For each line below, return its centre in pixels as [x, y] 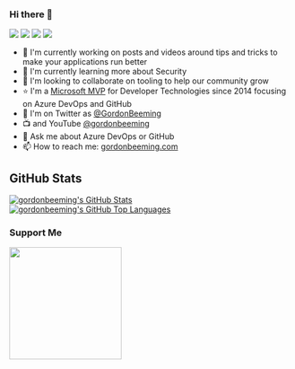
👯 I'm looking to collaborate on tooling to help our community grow [145, 81]
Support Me [36, 233]
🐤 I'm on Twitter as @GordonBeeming [91, 114]
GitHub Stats [46, 178]
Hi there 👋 [31, 14]
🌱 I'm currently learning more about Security [104, 72]
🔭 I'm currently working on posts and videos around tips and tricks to [150, 52]
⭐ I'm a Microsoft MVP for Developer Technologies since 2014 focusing [154, 91]
